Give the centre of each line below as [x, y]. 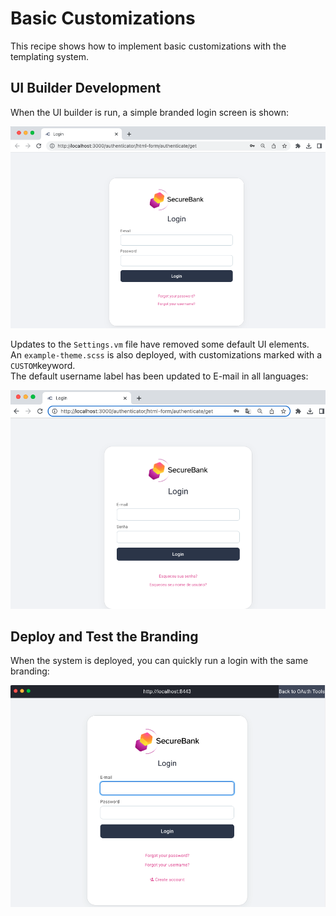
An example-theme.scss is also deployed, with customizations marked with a [166, 355]
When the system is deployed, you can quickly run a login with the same [159, 661]
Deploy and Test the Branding [104, 636]
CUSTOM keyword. [43, 366]
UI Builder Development [86, 88]
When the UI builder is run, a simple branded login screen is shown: [149, 112]
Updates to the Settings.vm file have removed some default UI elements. [160, 344]
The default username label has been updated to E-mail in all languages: [159, 376]
